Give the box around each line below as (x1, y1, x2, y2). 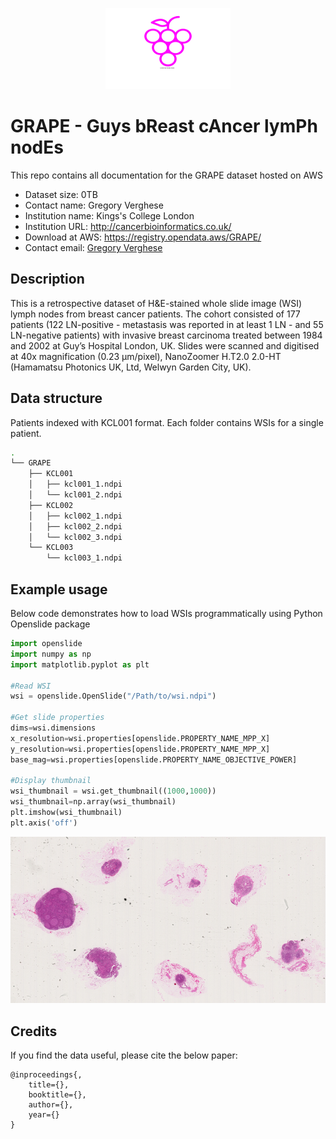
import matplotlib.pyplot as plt (10, 659, 150, 670)
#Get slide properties (10, 713, 105, 723)
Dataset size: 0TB (24, 188, 98, 200)
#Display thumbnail (10, 776, 92, 786)
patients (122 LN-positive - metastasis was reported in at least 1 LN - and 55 (10, 318, 324, 330)
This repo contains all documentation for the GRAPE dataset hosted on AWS (10, 169, 324, 181)
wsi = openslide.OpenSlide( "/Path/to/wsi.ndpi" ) (10, 691, 217, 702)
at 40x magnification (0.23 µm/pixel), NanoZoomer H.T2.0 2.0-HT (10, 350, 282, 362)
